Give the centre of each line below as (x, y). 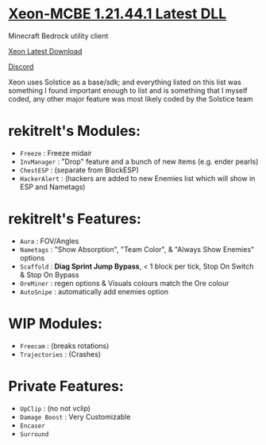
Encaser (32, 426)
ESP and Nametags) (52, 187)
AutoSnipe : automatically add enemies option (94, 292)
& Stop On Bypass (49, 274)
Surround (34, 434)
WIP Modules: (56, 323)
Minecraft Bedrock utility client (58, 36)
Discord (21, 66)
